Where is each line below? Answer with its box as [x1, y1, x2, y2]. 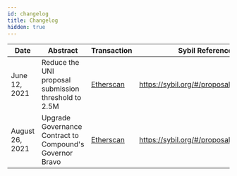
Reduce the [41, 58, 80, 68]
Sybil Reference [178, 46, 233, 56]
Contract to [41, 131, 79, 141]
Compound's [41, 139, 85, 149]
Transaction [91, 46, 133, 56]
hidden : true [7, 23, 46, 30]
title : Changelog [7, 17, 59, 24]
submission [41, 84, 80, 94]
